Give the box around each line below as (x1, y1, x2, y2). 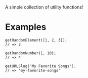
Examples (5, 22, 46, 33)
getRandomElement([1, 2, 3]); (5, 38, 68, 42)
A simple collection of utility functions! (5, 4, 83, 10)
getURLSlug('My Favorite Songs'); (5, 64, 77, 69)
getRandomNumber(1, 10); (5, 50, 56, 56)
